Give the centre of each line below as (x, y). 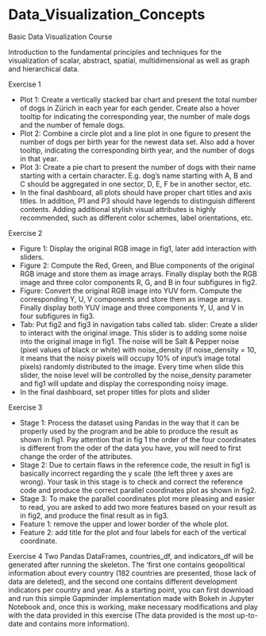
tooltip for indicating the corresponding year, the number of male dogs (135, 116)
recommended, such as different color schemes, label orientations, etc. (137, 218)
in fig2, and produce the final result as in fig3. (94, 515)
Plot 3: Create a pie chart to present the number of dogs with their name (138, 167)
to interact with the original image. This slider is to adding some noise (133, 333)
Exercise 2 (25, 233)
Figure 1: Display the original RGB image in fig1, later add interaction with (138, 249)
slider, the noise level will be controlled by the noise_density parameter (135, 375)
